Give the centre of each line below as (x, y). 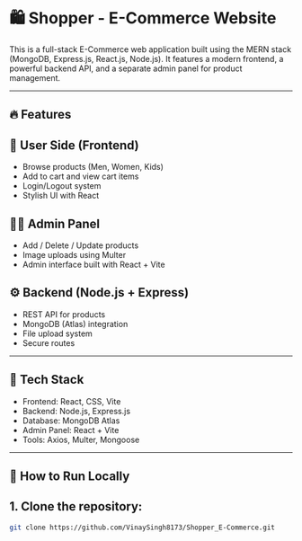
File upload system (57, 333)
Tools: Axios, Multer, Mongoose (81, 439)
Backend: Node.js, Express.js (76, 411)
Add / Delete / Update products (80, 245)
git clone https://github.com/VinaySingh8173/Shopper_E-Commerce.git (142, 528)
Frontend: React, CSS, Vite (71, 401)
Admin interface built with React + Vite (93, 264)
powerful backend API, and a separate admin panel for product (126, 68)
